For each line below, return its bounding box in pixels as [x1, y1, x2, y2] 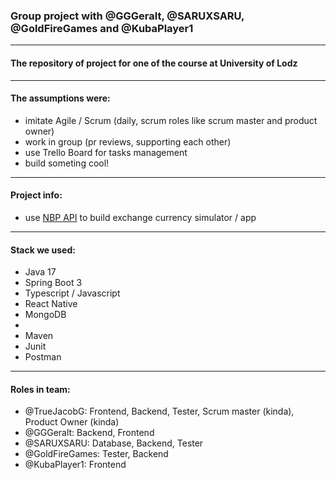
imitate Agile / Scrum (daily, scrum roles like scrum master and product [24, 114, 318, 126]
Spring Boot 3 [24, 277, 83, 289]
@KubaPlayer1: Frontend [24, 459, 127, 471]
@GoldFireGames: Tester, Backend [24, 448, 169, 460]
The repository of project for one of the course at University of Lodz [10, 57, 298, 69]
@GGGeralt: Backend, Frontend [24, 427, 155, 439]
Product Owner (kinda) [24, 416, 120, 428]
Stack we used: [10, 244, 76, 256]
